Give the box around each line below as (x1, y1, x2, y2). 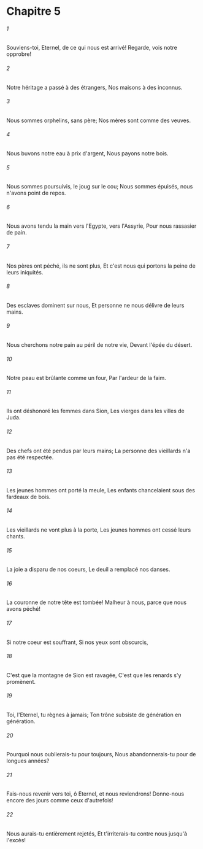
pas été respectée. (6, 453, 54, 461)
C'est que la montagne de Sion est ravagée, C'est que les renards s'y (6, 671, 182, 679)
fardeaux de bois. (6, 493, 51, 500)
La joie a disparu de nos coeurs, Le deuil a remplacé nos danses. (6, 566, 170, 573)
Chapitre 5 (6, 4, 61, 18)
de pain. (6, 229, 27, 236)
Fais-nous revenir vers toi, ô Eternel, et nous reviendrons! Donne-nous (6, 790, 185, 797)
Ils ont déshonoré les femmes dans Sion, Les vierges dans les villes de (6, 407, 185, 415)
